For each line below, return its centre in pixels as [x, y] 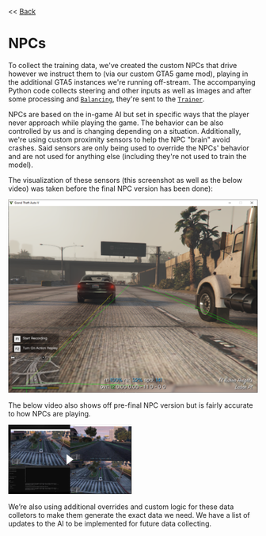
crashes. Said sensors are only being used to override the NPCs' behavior [129, 148]
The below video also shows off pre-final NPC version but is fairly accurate [131, 405]
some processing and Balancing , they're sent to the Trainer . [106, 99]
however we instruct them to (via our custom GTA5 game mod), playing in [128, 74]
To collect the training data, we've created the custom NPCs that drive [123, 65]
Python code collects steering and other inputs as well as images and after [130, 90]
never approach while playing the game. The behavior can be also [116, 123]
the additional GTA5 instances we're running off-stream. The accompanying [132, 82]
